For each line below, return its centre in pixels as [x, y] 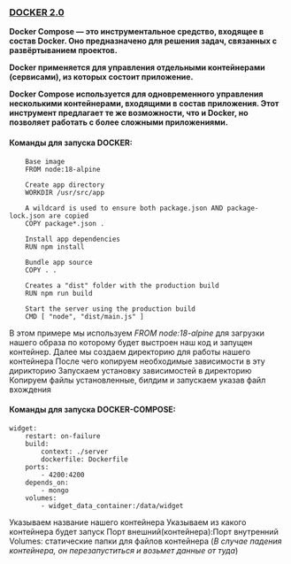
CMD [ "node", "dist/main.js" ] [84, 316]
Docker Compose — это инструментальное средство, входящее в [137, 32]
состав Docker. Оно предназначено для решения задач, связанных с [143, 41]
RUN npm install [55, 247]
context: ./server [75, 452]
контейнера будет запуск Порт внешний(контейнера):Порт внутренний [144, 531]
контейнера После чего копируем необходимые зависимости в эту [137, 361]
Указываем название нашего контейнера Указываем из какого [128, 522]
